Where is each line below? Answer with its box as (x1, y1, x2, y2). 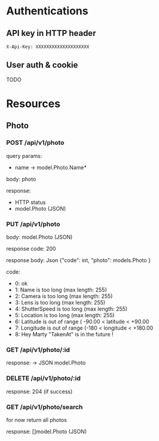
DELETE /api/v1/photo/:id (6, 374, 81, 382)
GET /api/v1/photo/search (6, 403, 83, 411)
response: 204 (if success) (6, 388, 73, 395)
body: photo (6, 175, 36, 183)
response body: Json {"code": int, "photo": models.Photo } (6, 256, 151, 264)
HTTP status (14, 199, 46, 206)
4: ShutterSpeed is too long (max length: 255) (14, 305, 127, 312)
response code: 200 (6, 245, 56, 252)
